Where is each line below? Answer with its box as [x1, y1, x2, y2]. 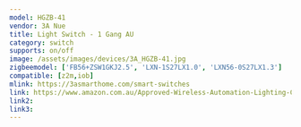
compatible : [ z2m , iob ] [9, 72, 94, 80]
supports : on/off [9, 47, 74, 55]
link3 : [9, 105, 34, 114]
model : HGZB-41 [9, 13, 66, 22]
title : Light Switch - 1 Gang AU [9, 30, 134, 38]
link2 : [9, 96, 34, 106]
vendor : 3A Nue [9, 21, 66, 30]
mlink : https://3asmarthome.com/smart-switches [9, 80, 191, 89]
